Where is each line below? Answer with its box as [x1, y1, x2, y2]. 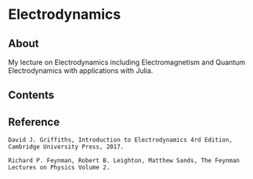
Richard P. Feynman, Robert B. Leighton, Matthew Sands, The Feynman [8, 157, 240, 165]
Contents [8, 89, 55, 102]
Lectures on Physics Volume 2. [8, 163, 110, 172]
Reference [8, 115, 60, 129]
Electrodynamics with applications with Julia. [8, 66, 154, 75]
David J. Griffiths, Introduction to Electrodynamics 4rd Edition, [8, 136, 233, 144]
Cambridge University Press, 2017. [8, 143, 125, 151]
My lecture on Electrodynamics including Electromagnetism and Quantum [8, 57, 245, 67]
